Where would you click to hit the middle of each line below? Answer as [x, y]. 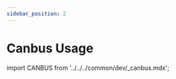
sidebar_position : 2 [37, 14]
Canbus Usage [50, 48]
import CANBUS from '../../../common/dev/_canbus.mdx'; [88, 68]
